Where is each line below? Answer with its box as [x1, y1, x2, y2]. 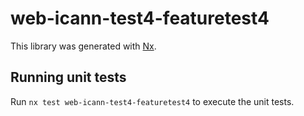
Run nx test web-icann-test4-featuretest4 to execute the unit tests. [10, 95, 295, 107]
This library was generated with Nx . [10, 40, 157, 52]
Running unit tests [10, 69, 127, 86]
